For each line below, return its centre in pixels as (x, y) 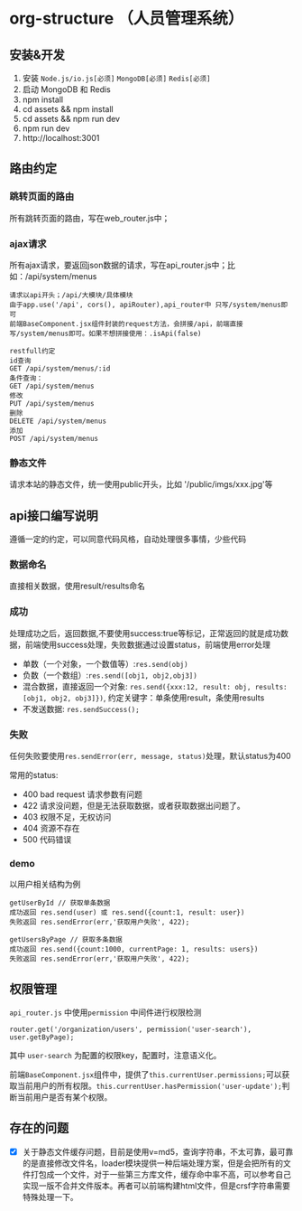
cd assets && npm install (68, 109)
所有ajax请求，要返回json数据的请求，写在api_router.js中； (119, 265)
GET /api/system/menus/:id (60, 368)
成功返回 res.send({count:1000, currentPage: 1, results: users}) (134, 950)
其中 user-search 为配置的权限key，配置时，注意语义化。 (115, 1056)
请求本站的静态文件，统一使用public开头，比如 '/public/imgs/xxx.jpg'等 (141, 484)
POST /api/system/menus (54, 438)
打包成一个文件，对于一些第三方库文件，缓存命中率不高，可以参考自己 (160, 1174)
